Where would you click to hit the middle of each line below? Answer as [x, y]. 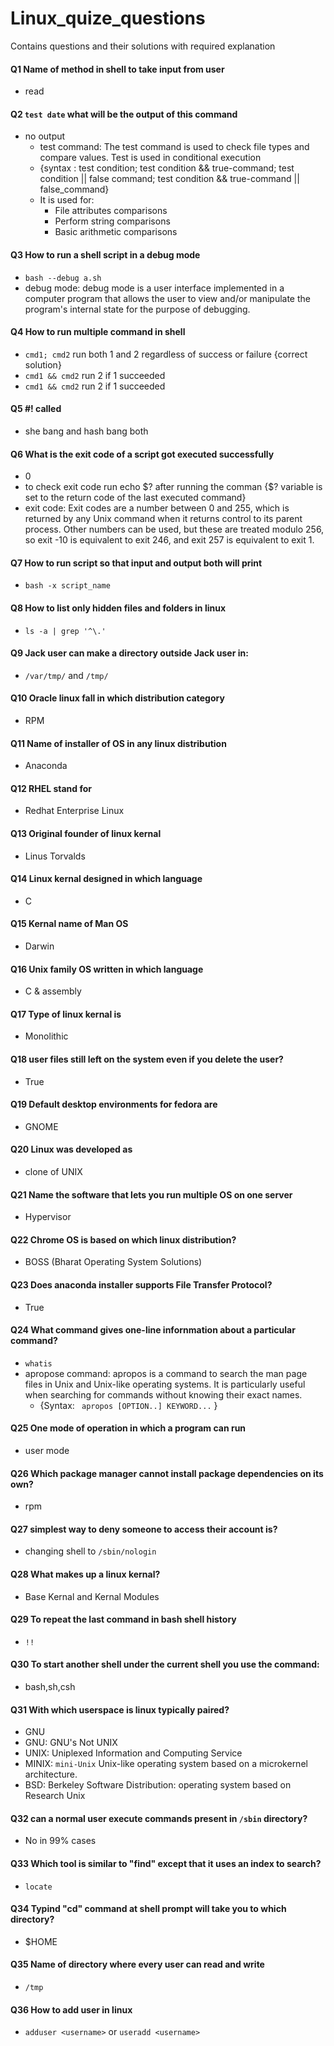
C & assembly [53, 991]
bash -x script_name [67, 586]
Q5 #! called [36, 409]
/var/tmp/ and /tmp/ [66, 675]
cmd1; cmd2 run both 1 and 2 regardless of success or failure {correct [166, 354]
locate [38, 1887]
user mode [47, 1451]
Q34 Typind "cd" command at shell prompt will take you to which [148, 1909]
